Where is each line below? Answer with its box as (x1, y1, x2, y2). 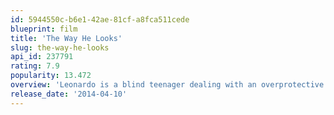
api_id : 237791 (10, 52, 74, 62)
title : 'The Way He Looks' (10, 33, 123, 43)
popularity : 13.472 (10, 71, 92, 81)
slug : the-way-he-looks (10, 42, 110, 53)
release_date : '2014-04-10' (10, 89, 128, 99)
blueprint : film (10, 24, 78, 34)
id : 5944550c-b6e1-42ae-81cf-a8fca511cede (10, 14, 190, 25)
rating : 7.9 (10, 61, 60, 71)
